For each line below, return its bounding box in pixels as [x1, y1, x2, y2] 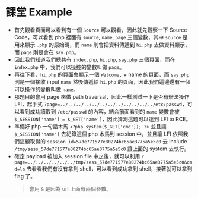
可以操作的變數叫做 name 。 [14, 86, 79, 93]
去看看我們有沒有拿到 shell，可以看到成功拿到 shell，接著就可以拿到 [26, 165, 193, 172]
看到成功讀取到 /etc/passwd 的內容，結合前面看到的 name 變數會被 [19, 108, 180, 115]
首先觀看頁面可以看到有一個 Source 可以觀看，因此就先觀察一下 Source [14, 26, 187, 33]
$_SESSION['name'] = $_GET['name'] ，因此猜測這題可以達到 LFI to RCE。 [14, 115, 191, 122]
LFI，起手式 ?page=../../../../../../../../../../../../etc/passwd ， [14, 100, 187, 108]
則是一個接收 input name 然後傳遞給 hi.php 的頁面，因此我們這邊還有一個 [14, 78, 191, 85]
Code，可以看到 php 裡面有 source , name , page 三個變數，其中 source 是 [14, 33, 188, 40]
